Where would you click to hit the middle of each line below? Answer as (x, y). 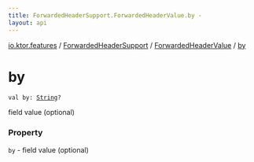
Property (26, 133)
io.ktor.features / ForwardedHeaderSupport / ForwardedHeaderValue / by (127, 45)
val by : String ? (35, 98)
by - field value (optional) (48, 149)
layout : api (28, 23)
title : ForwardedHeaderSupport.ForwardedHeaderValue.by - (105, 15)
